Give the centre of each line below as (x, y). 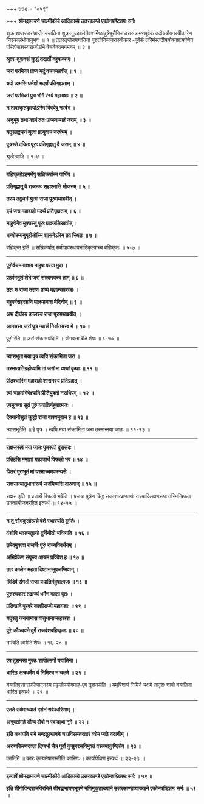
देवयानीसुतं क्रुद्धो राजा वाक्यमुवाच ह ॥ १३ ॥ (47, 417)
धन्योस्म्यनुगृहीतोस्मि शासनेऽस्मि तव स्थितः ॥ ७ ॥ (52, 235)
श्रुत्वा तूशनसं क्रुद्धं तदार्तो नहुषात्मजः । (41, 59)
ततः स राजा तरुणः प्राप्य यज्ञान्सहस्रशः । (42, 290)
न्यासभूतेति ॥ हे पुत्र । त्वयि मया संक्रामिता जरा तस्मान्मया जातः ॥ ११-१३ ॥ (78, 429)
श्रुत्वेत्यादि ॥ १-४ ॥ (25, 157)
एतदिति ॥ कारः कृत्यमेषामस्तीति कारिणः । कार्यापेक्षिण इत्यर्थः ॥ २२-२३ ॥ (76, 758)
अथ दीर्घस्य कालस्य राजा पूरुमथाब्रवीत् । (44, 314)
